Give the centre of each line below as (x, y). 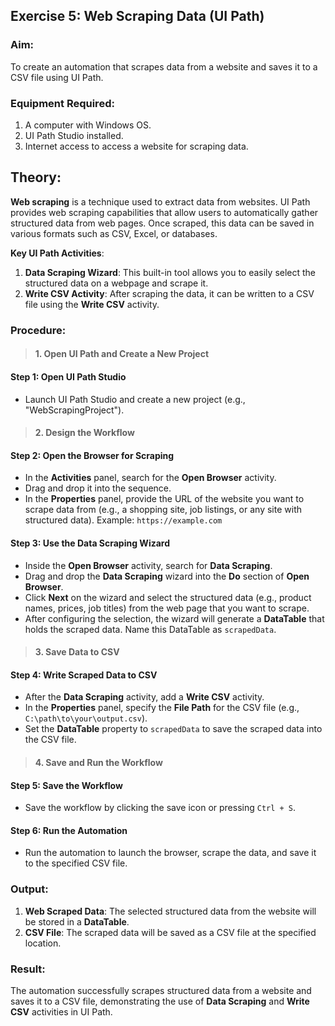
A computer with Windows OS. (88, 125)
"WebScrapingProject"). (74, 410)
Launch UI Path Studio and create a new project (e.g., (135, 399)
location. (43, 943)
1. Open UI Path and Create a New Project (122, 354)
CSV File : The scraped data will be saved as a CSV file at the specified (170, 932)
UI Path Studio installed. (74, 135)
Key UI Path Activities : (57, 253)
